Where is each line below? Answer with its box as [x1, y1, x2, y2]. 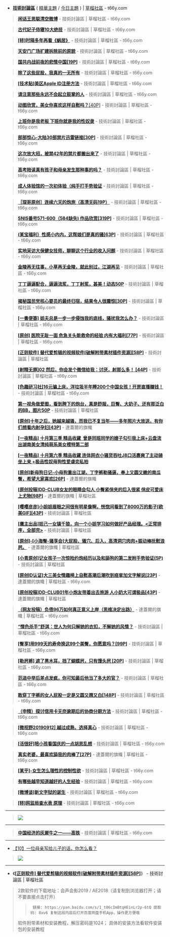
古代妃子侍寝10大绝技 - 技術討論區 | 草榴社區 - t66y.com [17, 26, 136, 32]
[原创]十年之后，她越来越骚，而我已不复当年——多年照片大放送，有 [17, 418, 159, 424]
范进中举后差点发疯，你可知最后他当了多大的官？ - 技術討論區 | [17, 675, 149, 681]
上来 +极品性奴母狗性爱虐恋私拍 [22, 459, 89, 464]
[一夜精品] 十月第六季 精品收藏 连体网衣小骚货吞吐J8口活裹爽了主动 [17, 452, 158, 458]
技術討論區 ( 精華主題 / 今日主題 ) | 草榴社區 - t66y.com [12, 5, 127, 11]
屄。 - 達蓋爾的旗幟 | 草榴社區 [17, 544, 80, 550]
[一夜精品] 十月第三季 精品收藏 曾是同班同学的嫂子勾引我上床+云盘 [17, 435, 157, 441]
